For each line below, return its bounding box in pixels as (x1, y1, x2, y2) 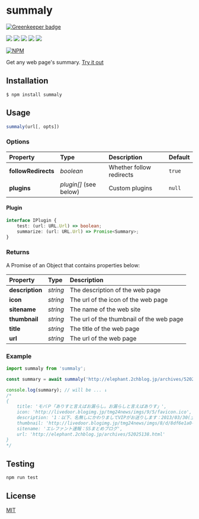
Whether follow (108, 163, 151, 171)
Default (168, 153, 190, 161)
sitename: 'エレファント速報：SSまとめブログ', (17, 426, 123, 432)
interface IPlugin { (6, 217, 57, 223)
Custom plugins (108, 184, 153, 192)
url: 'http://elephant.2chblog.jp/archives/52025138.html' (17, 431, 166, 437)
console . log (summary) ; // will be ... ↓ (6, 387, 108, 393)
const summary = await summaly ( (6, 376, 86, 382)
